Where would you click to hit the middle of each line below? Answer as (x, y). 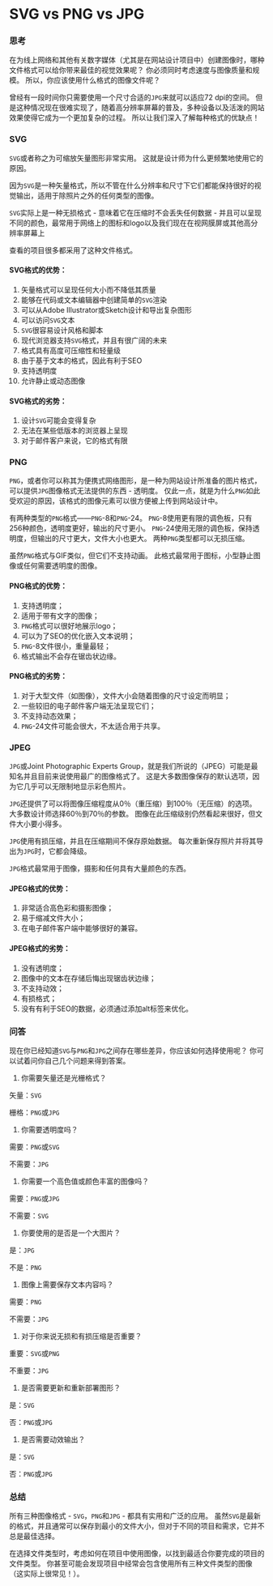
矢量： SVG (26, 1095)
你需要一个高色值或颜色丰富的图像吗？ (85, 1181)
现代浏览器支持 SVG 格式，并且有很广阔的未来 (94, 340)
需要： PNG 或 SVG (34, 1146)
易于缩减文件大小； (53, 918)
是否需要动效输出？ (53, 1439)
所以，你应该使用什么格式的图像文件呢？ (92, 80)
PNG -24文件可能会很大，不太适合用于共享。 (93, 726)
